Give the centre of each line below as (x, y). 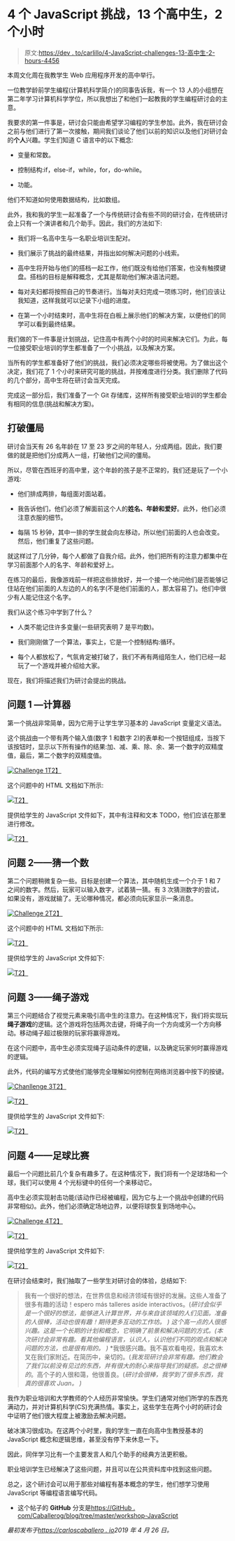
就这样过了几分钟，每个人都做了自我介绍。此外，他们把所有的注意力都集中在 (117, 556)
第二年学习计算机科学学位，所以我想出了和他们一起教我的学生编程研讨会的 (114, 98)
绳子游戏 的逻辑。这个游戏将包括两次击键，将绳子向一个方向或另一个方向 (111, 1024)
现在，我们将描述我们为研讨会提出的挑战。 (69, 680)
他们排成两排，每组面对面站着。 (63, 493)
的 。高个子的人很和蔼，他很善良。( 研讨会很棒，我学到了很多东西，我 (123, 1374)
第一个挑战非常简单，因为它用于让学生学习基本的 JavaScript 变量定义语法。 (116, 722)
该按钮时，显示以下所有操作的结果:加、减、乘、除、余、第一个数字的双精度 (115, 746)
